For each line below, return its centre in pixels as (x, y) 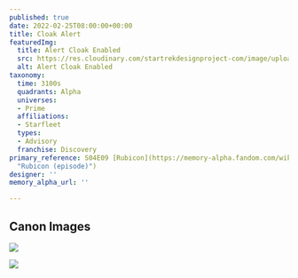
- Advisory (37, 141)
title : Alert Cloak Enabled (69, 51)
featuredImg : (33, 42)
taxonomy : (27, 75)
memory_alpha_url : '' (49, 183)
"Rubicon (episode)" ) (57, 166)
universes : (37, 100)
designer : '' (33, 174)
